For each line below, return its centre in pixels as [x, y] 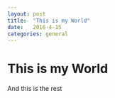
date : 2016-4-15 [34, 27]
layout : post [27, 14]
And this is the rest [35, 89]
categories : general [38, 34]
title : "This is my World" [49, 21]
